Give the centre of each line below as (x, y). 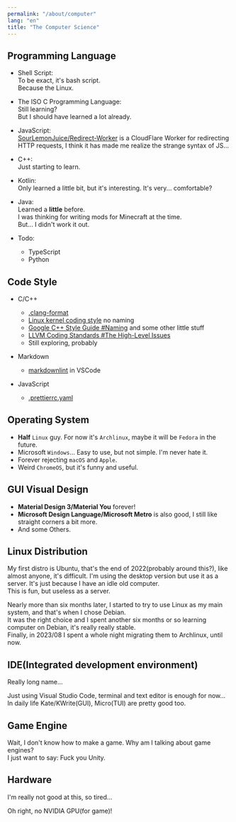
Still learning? (38, 109)
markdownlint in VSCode (64, 370)
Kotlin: (27, 181)
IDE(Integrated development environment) (103, 665)
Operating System (49, 420)
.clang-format (48, 312)
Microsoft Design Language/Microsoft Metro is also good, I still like (117, 514)
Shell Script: (35, 73)
